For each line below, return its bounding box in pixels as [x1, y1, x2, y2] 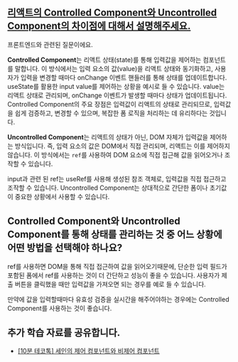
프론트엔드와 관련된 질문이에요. [7, 40, 94, 48]
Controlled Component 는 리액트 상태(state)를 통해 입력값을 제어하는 [7, 55, 202, 64]
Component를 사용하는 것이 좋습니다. [7, 304, 112, 312]
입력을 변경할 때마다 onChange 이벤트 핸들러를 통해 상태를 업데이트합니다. [20, 73, 227, 82]
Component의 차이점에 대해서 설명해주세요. [7, 20, 191, 32]
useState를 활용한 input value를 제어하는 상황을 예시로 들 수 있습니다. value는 [7, 82, 225, 90]
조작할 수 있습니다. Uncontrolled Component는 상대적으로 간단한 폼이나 [7, 183, 208, 192]
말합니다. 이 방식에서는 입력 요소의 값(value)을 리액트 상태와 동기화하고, [14, 64, 213, 73]
